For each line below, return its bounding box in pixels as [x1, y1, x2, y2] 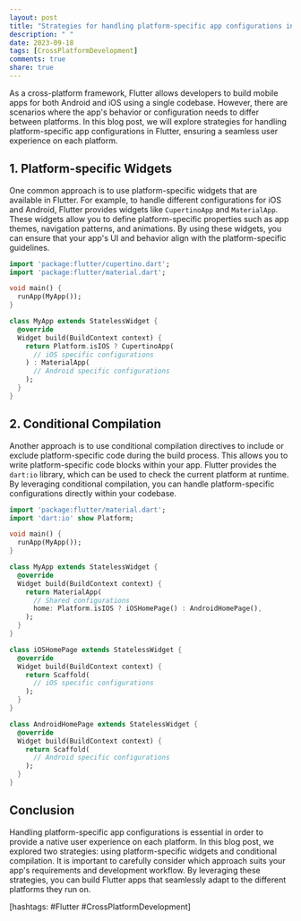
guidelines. [9, 242, 50, 253]
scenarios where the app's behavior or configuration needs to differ [9, 107, 260, 117]
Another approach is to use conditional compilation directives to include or [9, 440, 285, 451]
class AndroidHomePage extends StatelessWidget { [9, 719, 199, 728]
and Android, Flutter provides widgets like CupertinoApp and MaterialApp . [9, 203, 279, 215]
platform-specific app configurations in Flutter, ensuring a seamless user [9, 125, 279, 136]
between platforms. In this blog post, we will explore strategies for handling [9, 116, 287, 126]
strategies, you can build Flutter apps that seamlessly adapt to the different [9, 874, 287, 885]
